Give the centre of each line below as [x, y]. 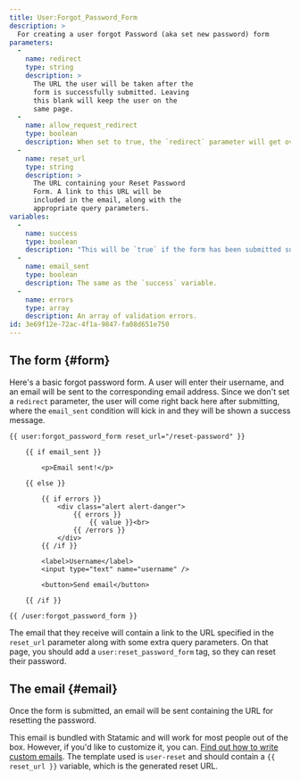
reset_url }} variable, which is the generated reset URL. [114, 766]
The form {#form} [60, 361]
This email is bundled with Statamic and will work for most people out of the [149, 737]
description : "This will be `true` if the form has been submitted [153, 250]
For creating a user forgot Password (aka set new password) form [143, 34]
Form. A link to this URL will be [97, 192]
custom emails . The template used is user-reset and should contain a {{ [142, 756]
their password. [38, 660]
